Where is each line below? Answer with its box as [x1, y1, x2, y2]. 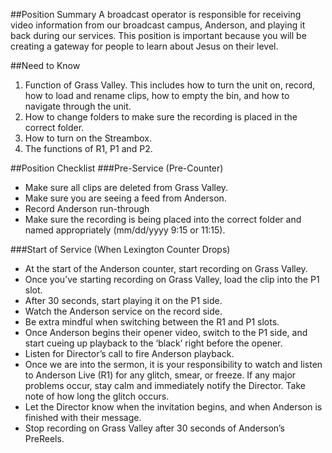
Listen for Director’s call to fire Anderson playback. [24, 348, 235, 359]
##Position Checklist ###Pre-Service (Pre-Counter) [10, 162, 224, 174]
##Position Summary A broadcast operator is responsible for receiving [10, 9, 302, 20]
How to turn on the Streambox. [24, 132, 152, 144]
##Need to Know [10, 60, 81, 71]
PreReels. [24, 433, 65, 444]
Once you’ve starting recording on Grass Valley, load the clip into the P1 [24, 274, 320, 285]
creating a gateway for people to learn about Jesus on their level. [10, 40, 279, 52]
